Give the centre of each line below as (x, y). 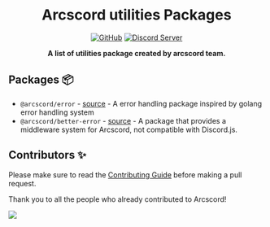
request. (22, 183)
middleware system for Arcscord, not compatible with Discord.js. (129, 129)
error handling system (57, 112)
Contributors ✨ (48, 155)
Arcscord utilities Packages (137, 15)
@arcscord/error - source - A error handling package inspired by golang (141, 103)
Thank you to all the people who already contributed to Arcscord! (118, 199)
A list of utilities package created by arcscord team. (137, 53)
